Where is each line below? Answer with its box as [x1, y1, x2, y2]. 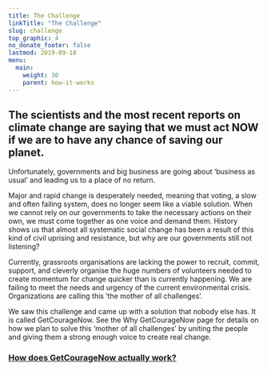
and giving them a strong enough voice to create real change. [8, 333, 212, 342]
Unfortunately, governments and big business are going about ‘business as [8, 167, 256, 177]
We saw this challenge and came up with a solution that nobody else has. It [8, 307, 257, 317]
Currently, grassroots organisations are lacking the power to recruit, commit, [8, 257, 260, 267]
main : [15, 64, 34, 72]
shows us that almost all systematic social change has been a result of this [8, 225, 254, 234]
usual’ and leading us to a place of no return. [8, 175, 156, 185]
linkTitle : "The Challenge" [8, 19, 102, 27]
